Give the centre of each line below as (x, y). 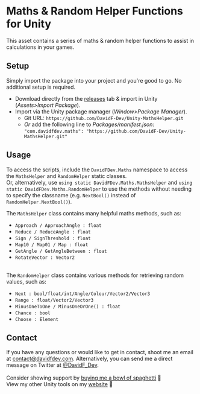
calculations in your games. (40, 47)
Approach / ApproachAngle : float (58, 225)
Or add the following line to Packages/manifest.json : (89, 124)
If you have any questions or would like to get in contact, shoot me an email (100, 352)
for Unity (29, 24)
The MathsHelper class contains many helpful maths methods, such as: (94, 213)
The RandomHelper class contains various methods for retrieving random (95, 275)
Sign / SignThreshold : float (53, 238)
